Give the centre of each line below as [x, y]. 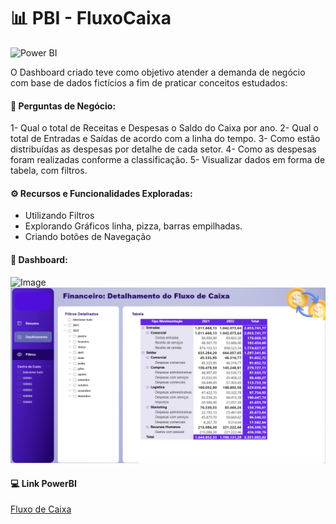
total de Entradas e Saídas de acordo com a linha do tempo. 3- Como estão [165, 139]
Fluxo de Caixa [41, 509]
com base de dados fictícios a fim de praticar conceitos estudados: [149, 82]
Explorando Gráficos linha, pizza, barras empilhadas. [133, 226]
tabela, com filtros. [49, 171]
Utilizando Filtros [59, 216]
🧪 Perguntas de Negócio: [63, 106]
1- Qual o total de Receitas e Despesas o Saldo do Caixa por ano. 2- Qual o [164, 128]
